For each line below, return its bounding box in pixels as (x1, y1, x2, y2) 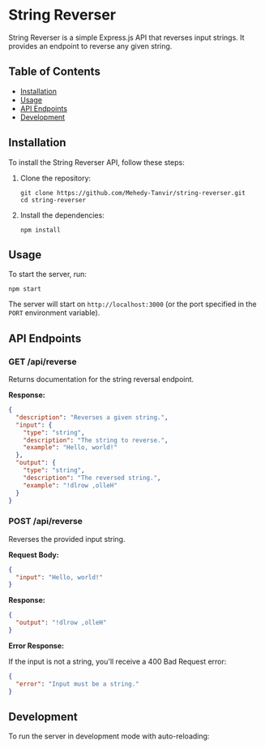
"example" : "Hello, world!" (23, 444, 118, 452)
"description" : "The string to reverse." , (23, 436, 169, 444)
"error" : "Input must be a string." (15, 680, 139, 688)
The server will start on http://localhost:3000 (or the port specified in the (8, 299, 257, 310)
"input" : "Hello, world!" (15, 573, 104, 582)
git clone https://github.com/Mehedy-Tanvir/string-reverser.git (19, 188, 246, 197)
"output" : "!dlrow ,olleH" (15, 619, 107, 627)
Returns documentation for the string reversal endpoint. (8, 374, 194, 384)
